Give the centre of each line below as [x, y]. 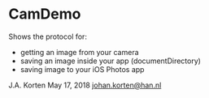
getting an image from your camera [80, 52]
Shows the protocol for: [48, 36]
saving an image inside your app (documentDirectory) [111, 61]
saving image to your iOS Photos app [82, 69]
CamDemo [45, 14]
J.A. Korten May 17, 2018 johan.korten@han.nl [85, 85]
